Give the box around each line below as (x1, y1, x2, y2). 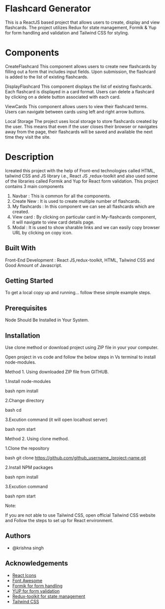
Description (5, 152, 54, 163)
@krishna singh (12, 545, 44, 551)
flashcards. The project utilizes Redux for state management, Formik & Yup (5, 24, 157, 30)
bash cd (5, 407, 22, 413)
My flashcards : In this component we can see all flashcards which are (12, 203, 155, 209)
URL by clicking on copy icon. (12, 229, 73, 235)
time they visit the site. (5, 134, 51, 140)
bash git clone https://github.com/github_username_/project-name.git (5, 455, 146, 461)
